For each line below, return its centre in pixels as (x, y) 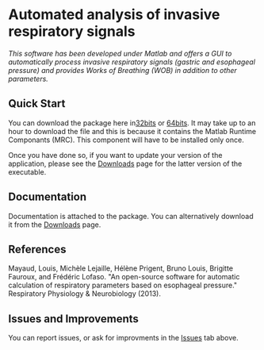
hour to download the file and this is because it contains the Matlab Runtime (132, 131)
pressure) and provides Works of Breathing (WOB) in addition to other (123, 70)
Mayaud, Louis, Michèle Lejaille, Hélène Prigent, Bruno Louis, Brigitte (121, 268)
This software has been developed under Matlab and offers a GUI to (120, 53)
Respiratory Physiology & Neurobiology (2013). (84, 294)
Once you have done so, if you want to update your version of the (115, 155)
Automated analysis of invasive (114, 15)
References (37, 249)
